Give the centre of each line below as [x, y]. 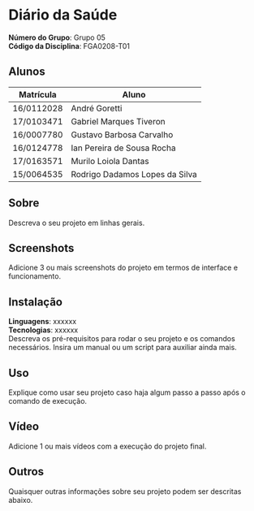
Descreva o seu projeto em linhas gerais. [77, 223]
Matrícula [38, 94]
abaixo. [21, 500]
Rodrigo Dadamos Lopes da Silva [134, 174]
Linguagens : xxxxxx [43, 322]
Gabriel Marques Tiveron [118, 121]
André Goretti [97, 108]
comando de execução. [48, 401]
